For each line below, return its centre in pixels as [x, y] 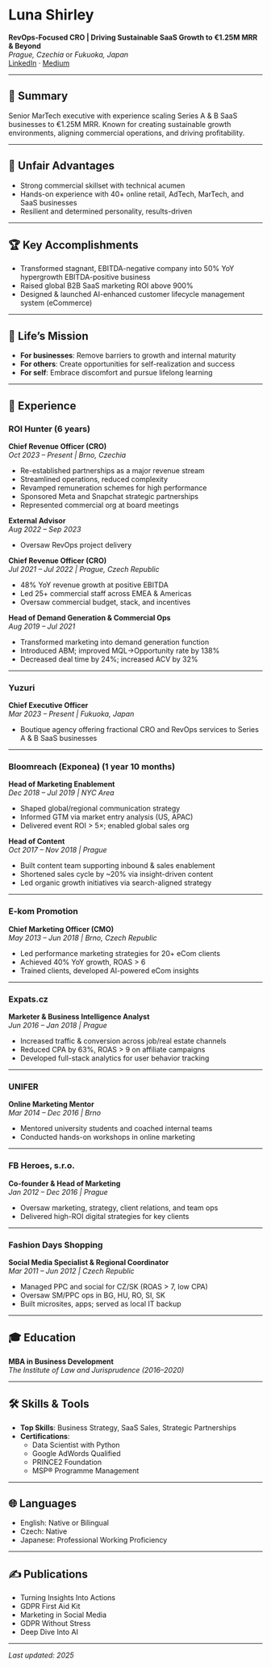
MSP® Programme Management [85, 1471]
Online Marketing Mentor [51, 1104]
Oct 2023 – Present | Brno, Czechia [67, 455]
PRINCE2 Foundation [67, 1462]
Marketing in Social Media [63, 1615]
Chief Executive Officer [48, 705]
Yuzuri [22, 688]
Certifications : [45, 1436]
